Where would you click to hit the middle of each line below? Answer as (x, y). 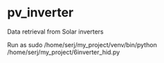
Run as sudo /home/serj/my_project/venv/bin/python (82, 45)
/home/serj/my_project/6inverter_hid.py (64, 52)
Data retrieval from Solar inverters (55, 32)
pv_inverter (40, 13)
